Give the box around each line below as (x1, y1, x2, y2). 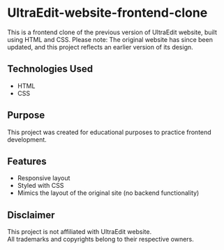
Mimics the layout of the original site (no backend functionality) (17, 189, 200, 197)
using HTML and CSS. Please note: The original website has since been (7, 35, 213, 43)
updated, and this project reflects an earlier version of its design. (7, 43, 193, 51)
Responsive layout (17, 174, 70, 182)
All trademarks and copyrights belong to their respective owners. (7, 235, 194, 244)
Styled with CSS (17, 182, 64, 190)
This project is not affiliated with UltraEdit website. (7, 228, 152, 236)
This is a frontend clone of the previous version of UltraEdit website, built (7, 28, 218, 36)
